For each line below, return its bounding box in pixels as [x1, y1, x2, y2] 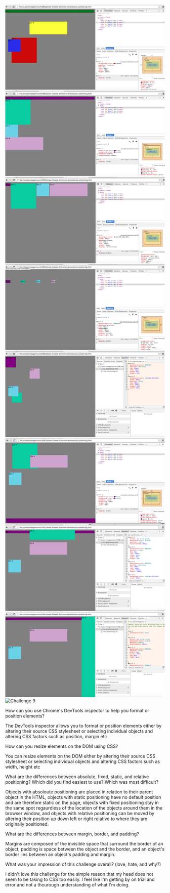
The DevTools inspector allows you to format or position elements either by [5, 723, 162, 729]
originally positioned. [5, 821, 49, 827]
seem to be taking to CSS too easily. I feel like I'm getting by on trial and [5, 876, 155, 882]
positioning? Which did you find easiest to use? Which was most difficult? [5, 779, 158, 785]
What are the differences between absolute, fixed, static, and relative [5, 774, 149, 780]
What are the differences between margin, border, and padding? [5, 831, 139, 837]
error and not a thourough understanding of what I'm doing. [5, 882, 130, 888]
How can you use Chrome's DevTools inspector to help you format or [5, 708, 149, 714]
